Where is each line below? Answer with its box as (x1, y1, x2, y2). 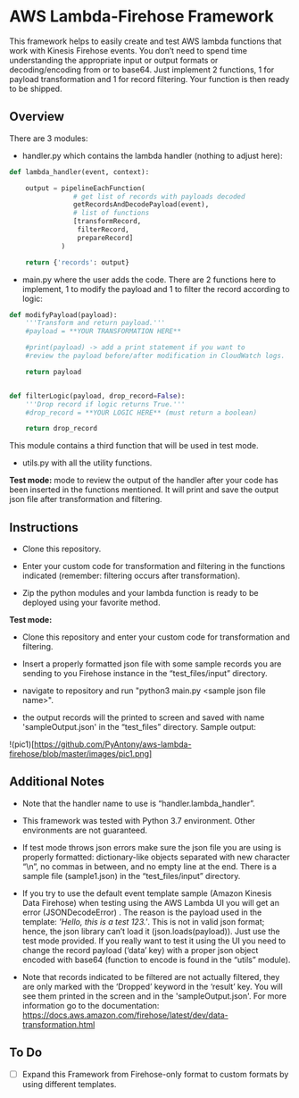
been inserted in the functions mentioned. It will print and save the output (9, 484, 279, 495)
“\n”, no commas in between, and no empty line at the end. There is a (21, 860, 277, 872)
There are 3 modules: (9, 132, 88, 144)
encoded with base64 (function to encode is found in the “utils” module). (21, 954, 291, 965)
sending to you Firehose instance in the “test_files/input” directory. (21, 668, 268, 679)
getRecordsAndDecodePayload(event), (72, 200, 210, 209)
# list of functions (72, 208, 150, 218)
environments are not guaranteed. (21, 825, 148, 835)
